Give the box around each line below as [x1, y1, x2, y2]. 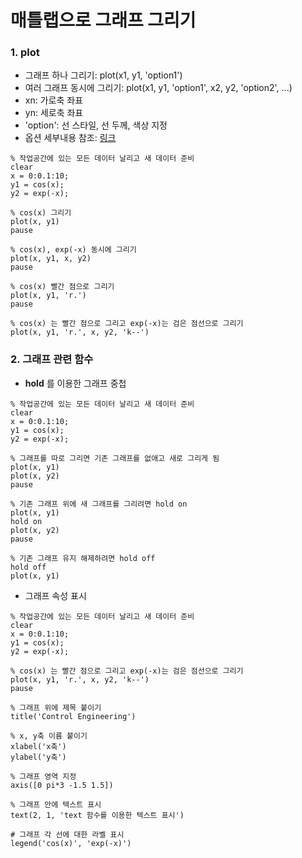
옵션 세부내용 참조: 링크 [24, 132, 117, 144]
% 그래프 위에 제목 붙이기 [10, 702, 102, 713]
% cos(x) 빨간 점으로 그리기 [10, 282, 115, 292]
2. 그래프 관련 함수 [10, 352, 94, 366]
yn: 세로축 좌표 [24, 107, 84, 119]
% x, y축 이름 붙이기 [10, 731, 88, 741]
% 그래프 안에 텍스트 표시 [10, 799, 102, 810]
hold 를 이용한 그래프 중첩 [24, 377, 127, 389]
